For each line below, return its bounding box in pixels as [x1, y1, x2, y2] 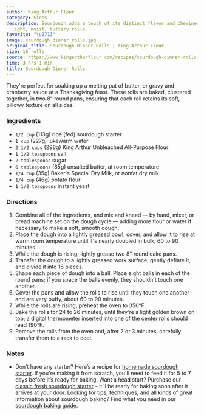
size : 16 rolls [6, 49, 45, 55]
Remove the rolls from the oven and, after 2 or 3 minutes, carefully [15, 327, 182, 335]
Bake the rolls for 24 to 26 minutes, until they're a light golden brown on [15, 308, 195, 315]
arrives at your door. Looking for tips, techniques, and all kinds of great [15, 389, 193, 396]
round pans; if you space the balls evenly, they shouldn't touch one [15, 276, 183, 283]
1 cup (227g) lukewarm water [15, 137, 89, 144]
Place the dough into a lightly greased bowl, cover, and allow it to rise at [15, 231, 195, 238]
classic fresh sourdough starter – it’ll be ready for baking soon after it [15, 383, 188, 390]
